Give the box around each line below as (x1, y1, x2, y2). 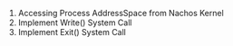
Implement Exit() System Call (17, 27, 127, 37)
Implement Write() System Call (17, 17, 132, 28)
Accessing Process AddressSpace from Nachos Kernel (17, 8, 224, 18)
